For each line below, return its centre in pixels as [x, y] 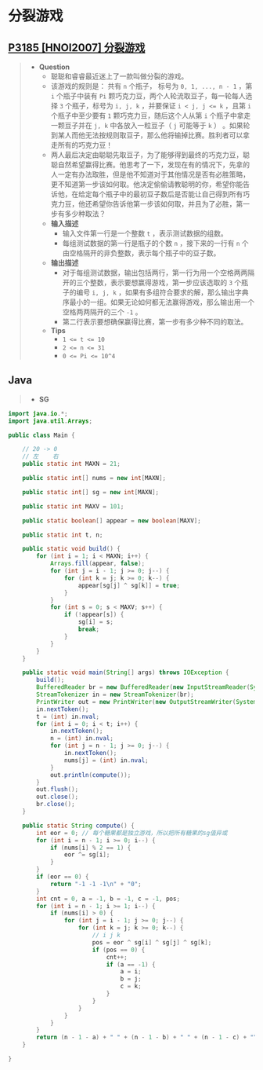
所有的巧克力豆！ [85, 145]
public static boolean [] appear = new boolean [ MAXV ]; [112, 520]
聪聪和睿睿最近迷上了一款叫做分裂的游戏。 [119, 76]
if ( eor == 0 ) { [63, 877]
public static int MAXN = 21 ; [72, 464]
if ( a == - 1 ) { [131, 964]
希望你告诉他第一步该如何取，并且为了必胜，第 [168, 204]
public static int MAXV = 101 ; [73, 506]
